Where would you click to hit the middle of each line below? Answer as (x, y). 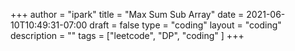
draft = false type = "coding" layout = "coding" (185, 25)
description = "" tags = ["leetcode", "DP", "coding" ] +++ (127, 35)
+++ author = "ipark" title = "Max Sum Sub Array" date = (127, 14)
